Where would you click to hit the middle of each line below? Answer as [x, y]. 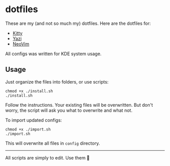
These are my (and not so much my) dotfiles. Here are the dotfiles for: [78, 23]
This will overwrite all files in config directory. [53, 143]
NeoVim [21, 44]
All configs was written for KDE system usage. [53, 54]
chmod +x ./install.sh [29, 91]
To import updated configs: [34, 120]
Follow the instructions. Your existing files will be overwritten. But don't [79, 105]
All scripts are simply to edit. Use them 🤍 [48, 157]
